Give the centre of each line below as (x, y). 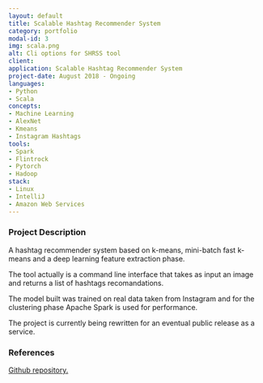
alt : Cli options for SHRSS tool (65, 53)
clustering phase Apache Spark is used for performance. (103, 307)
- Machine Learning (41, 114)
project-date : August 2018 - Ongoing (72, 76)
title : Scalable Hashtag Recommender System (85, 23)
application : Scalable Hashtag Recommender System (95, 69)
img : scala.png (34, 46)
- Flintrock (28, 159)
